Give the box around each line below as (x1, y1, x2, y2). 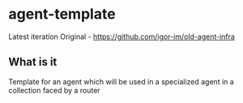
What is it (8, 55, 58, 69)
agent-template (8, 5, 116, 24)
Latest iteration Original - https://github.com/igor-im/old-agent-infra (8, 32, 235, 41)
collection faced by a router (8, 85, 100, 95)
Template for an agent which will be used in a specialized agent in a (8, 76, 235, 86)
